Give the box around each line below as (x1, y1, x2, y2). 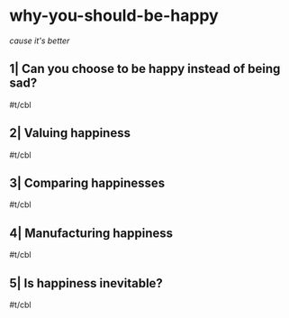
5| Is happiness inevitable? (9, 276, 164, 291)
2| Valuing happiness (9, 125, 131, 141)
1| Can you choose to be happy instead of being (9, 61, 281, 77)
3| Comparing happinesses (9, 175, 166, 190)
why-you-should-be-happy (9, 5, 219, 26)
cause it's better (9, 35, 70, 46)
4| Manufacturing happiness (9, 225, 174, 241)
